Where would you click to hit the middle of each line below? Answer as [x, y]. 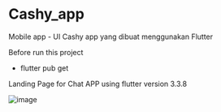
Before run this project [46, 52]
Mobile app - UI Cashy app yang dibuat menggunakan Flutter [111, 37]
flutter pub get [44, 68]
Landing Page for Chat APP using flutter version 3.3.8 [98, 84]
